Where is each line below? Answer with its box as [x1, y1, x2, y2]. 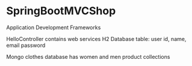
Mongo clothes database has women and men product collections [6, 53, 170, 60]
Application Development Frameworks [6, 24, 101, 31]
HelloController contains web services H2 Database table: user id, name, [6, 35, 187, 42]
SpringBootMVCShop [6, 4, 116, 18]
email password [6, 42, 46, 49]
